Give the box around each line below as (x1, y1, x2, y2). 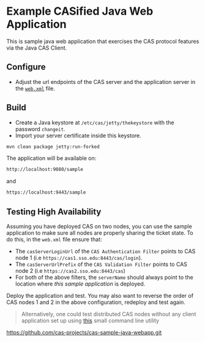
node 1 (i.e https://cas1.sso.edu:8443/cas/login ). (15, 254, 143, 261)
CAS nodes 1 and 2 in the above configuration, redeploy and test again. (6, 298, 185, 306)
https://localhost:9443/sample (6, 189, 86, 196)
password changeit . (15, 125, 65, 132)
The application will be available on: (6, 154, 97, 162)
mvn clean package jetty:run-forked (6, 143, 100, 150)
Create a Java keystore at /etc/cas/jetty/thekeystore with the (15, 118, 174, 126)
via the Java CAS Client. (6, 44, 67, 51)
